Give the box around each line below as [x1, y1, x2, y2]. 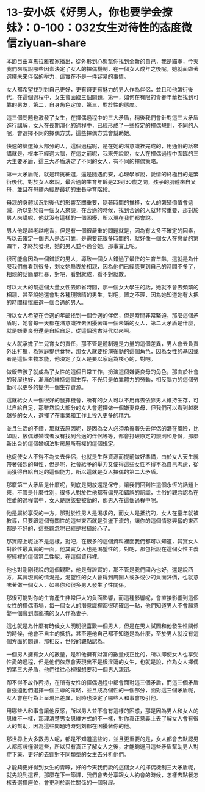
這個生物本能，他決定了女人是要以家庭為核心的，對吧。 [16, 355, 156, 362]
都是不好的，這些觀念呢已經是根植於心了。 [6, 525, 113, 532]
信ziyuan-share [6, 36, 87, 50]
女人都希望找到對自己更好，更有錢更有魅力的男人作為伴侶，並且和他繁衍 [6, 85, 188, 93]
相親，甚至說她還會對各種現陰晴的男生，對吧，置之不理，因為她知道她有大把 [6, 291, 199, 298]
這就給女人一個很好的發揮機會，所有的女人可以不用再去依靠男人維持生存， [6, 396, 193, 404]
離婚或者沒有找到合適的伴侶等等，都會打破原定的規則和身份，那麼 [32, 432, 199, 440]
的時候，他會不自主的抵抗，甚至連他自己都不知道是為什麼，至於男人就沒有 [6, 630, 193, 637]
